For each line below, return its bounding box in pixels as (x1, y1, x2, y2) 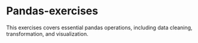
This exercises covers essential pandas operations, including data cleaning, (6, 24, 193, 31)
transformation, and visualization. (6, 30, 89, 37)
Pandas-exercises (6, 4, 99, 18)
